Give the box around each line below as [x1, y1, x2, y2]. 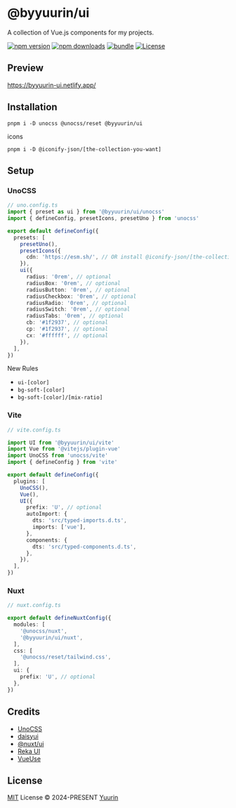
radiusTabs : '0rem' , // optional [25, 313, 124, 320]
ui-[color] [17, 379, 50, 386]
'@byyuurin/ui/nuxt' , [20, 634, 83, 641]
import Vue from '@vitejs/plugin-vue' [7, 445, 121, 452]
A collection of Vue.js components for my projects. [7, 28, 155, 37]
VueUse [17, 754, 41, 763]
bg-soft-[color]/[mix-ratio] [17, 394, 103, 401]
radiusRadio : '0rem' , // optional [25, 299, 128, 306]
